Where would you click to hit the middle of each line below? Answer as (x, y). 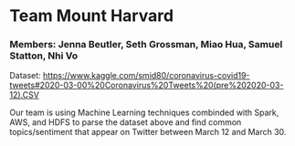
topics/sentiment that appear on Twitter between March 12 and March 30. (148, 132)
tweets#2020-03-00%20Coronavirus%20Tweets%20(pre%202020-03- (147, 85)
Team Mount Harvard (92, 16)
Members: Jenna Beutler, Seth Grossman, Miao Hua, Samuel (146, 45)
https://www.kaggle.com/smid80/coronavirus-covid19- (146, 76)
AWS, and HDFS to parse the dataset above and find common (126, 122)
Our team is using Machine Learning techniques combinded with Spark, (144, 113)
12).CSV (24, 95)
